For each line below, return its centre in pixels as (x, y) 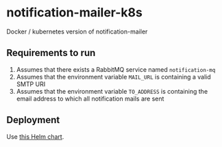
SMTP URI (31, 84)
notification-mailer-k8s (75, 13)
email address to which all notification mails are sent (90, 98)
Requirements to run (51, 53)
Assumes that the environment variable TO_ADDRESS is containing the (112, 91)
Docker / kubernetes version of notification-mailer (77, 31)
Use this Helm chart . (35, 136)
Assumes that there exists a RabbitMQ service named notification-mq (116, 69)
